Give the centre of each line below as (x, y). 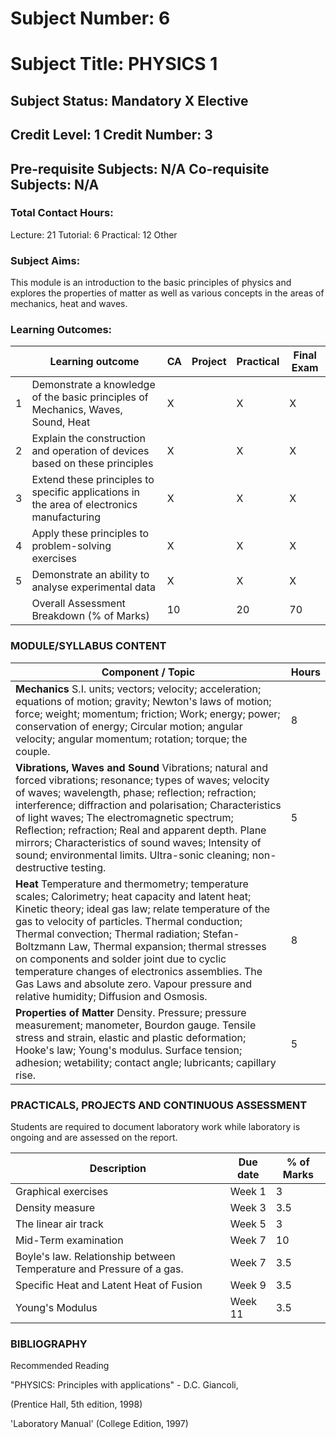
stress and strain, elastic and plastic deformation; (131, 1037)
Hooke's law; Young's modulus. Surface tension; (129, 1050)
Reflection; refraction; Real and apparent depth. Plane (141, 830)
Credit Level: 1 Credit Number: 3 (111, 135)
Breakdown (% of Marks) (90, 616)
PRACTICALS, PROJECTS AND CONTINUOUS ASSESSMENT (159, 1105)
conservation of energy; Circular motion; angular (129, 726)
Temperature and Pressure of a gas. (99, 1269)
